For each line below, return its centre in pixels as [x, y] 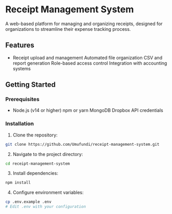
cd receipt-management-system [38, 163]
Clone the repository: [35, 135]
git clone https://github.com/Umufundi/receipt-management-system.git [82, 144]
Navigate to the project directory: [48, 154]
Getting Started [31, 85]
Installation [20, 124]
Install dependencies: [35, 173]
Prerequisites [22, 100]
